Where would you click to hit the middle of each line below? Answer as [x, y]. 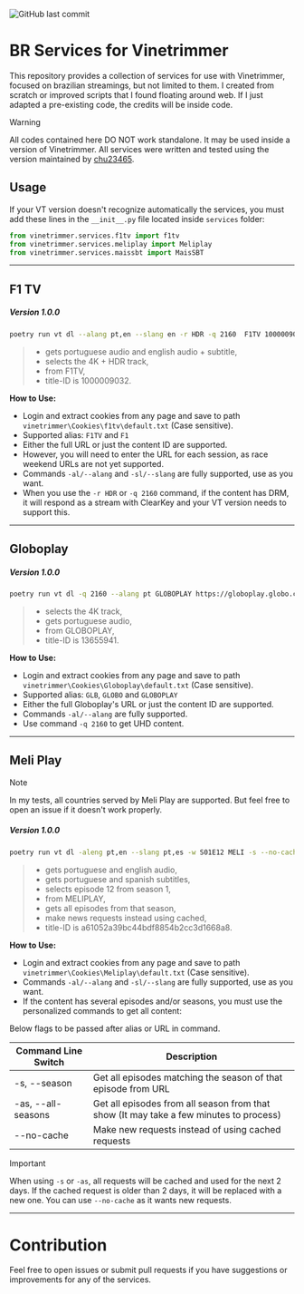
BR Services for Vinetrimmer [119, 51]
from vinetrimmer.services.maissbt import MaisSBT [107, 253]
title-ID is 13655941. [82, 640]
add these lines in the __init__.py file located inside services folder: [137, 219]
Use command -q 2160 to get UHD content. [103, 723]
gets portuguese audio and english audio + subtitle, [141, 351]
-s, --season [43, 1083]
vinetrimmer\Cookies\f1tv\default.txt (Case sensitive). [128, 425]
